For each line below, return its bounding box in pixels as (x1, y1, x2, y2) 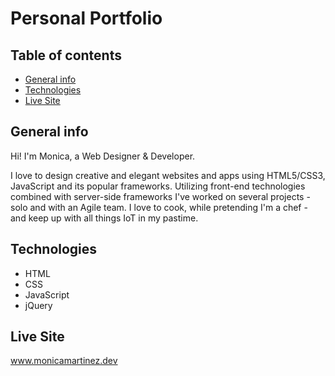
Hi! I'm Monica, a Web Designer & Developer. (10, 150, 196, 162)
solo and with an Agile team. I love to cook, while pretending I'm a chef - (10, 201, 308, 213)
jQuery (24, 299, 53, 311)
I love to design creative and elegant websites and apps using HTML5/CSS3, (10, 169, 326, 181)
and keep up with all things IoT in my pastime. (10, 212, 199, 224)
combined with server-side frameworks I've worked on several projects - (10, 190, 311, 202)
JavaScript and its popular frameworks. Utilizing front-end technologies (10, 180, 306, 192)
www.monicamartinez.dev (10, 355, 118, 367)
